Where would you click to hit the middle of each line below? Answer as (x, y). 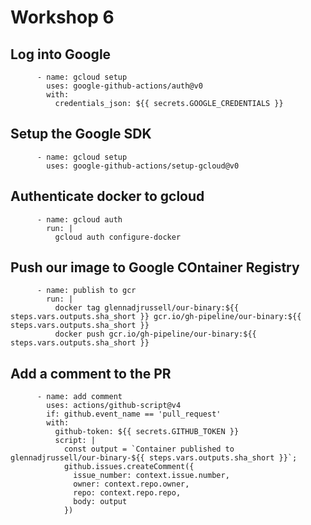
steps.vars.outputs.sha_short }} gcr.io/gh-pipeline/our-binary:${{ (156, 317)
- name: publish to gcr (86, 291)
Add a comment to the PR (91, 373)
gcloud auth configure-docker (118, 237)
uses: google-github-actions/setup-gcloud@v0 (143, 166)
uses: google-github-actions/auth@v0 (124, 86)
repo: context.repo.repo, (127, 493)
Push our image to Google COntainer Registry (155, 267)
